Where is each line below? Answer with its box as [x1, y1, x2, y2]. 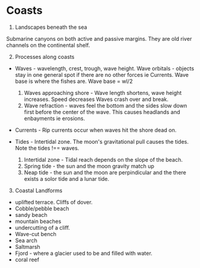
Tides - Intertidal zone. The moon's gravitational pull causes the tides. [14, 138, 189, 145]
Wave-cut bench [14, 230, 57, 237]
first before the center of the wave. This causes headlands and [23, 108, 181, 115]
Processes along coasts [14, 53, 75, 60]
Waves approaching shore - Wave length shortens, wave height [23, 89, 182, 96]
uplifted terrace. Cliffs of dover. [14, 198, 93, 206]
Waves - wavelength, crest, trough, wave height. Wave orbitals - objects [14, 64, 195, 72]
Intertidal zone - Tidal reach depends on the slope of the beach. [23, 156, 183, 163]
